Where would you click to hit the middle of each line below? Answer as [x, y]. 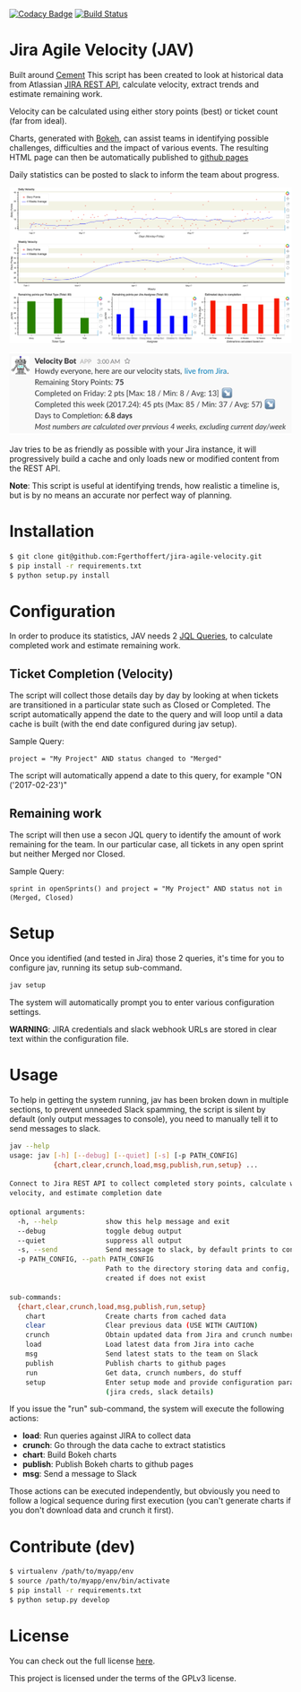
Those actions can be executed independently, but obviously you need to [145, 1491]
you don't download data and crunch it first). [92, 1510]
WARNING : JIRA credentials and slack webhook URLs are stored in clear [143, 1029]
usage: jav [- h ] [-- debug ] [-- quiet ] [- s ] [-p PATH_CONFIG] [124, 1155]
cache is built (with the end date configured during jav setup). [123, 724]
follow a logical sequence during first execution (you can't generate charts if [150, 1501]
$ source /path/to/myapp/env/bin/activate [90, 1581]
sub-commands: [36, 1297]
